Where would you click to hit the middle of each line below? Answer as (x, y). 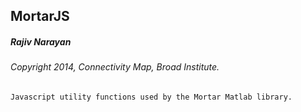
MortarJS (40, 16)
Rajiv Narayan (41, 41)
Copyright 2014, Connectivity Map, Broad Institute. (115, 67)
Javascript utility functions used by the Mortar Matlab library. (151, 97)
